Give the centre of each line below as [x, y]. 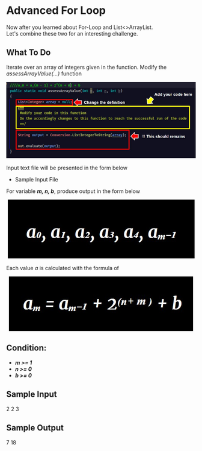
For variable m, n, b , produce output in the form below [73, 191]
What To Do [29, 53]
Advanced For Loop [56, 11]
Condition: [26, 348]
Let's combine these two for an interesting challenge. [72, 33]
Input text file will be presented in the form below [67, 168]
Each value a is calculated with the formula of [63, 268]
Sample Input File [36, 180]
